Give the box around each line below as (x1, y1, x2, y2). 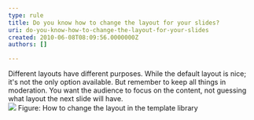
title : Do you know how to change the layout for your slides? (8, 19, 220, 27)
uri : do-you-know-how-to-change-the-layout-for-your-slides (8, 26, 210, 34)
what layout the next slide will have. (8, 94, 123, 104)
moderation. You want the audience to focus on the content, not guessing (8, 85, 247, 95)
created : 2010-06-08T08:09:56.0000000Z (8, 33, 139, 42)
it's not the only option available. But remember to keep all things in (8, 78, 226, 87)
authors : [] (8, 41, 47, 49)
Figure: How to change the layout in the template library (17, 104, 198, 113)
